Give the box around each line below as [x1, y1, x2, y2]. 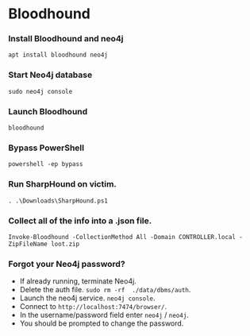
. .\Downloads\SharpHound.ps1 [8, 196, 109, 205]
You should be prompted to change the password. [19, 319, 184, 328]
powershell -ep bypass [8, 160, 83, 168]
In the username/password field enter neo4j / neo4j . [19, 311, 189, 320]
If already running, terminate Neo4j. [19, 276, 137, 286]
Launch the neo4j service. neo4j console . [19, 293, 156, 303]
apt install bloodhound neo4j [8, 51, 109, 60]
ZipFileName [8, 240, 48, 248]
